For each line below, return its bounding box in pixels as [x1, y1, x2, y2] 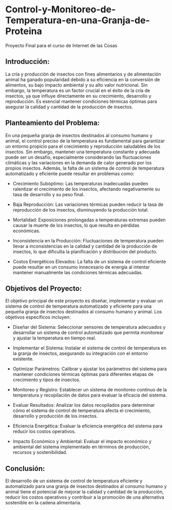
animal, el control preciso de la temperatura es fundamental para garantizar [5, 138, 165, 144]
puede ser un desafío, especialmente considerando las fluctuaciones [5, 154, 151, 160]
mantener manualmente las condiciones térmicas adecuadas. [12, 269, 143, 275]
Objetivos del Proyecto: [5, 284, 82, 293]
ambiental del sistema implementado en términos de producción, [12, 444, 150, 450]
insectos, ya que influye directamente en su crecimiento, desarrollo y [5, 92, 151, 99]
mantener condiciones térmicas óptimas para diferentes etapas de [12, 371, 154, 377]
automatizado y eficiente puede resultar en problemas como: [5, 171, 135, 177]
